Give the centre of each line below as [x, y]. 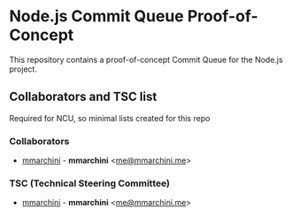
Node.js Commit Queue [96, 16]
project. [23, 69]
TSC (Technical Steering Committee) [90, 183]
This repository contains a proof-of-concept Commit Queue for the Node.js [146, 59]
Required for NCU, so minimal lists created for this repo [110, 118]
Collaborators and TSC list [83, 97]
